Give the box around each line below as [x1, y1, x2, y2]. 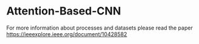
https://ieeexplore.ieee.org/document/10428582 [6, 30, 128, 37]
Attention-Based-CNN [6, 4, 122, 18]
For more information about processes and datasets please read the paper [6, 24, 193, 31]
